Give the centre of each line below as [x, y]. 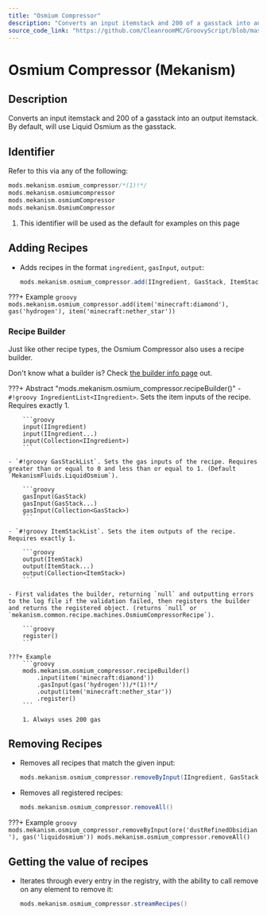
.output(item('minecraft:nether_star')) [104, 691]
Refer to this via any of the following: [68, 171]
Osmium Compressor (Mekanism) [122, 70]
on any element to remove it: [66, 890]
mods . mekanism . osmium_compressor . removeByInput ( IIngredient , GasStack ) [141, 777]
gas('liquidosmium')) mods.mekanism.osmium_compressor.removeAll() [136, 837]
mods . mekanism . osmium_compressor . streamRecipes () [104, 904]
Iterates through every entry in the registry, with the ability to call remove [139, 881]
